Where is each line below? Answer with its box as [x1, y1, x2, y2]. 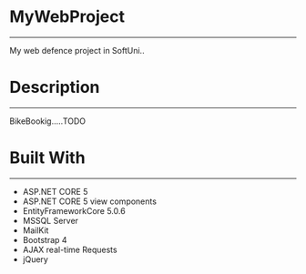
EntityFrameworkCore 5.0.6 [22, 205, 126, 216]
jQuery [22, 253, 48, 265]
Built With [9, 147, 86, 168]
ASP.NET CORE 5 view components [22, 196, 158, 207]
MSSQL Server [22, 215, 79, 226]
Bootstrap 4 [22, 234, 67, 245]
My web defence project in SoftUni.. [9, 45, 145, 56]
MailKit [22, 225, 49, 236]
